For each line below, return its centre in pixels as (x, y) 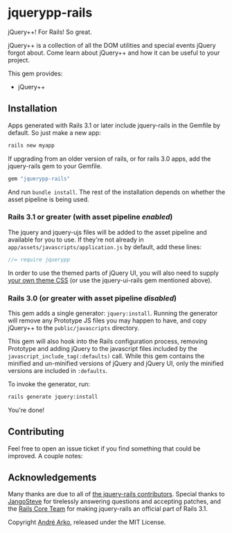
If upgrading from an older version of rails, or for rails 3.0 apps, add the (109, 159)
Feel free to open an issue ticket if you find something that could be (104, 449)
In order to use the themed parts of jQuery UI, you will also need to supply (113, 273)
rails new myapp (31, 145)
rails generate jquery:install (53, 397)
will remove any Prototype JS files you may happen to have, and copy (107, 320)
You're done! (26, 410)
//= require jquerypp (39, 260)
